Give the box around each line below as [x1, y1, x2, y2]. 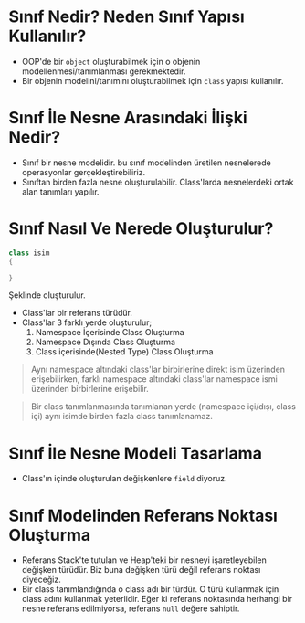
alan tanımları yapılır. [21, 185, 100, 197]
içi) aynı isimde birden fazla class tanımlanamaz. [30, 411, 214, 422]
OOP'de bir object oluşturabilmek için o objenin [21, 56, 201, 67]
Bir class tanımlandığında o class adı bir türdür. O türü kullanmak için [21, 584, 279, 595]
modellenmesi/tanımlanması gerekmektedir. [21, 66, 186, 77]
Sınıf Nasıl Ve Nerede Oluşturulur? [8, 218, 274, 239]
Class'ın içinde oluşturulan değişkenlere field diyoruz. [21, 473, 227, 484]
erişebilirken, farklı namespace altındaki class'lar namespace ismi [30, 374, 278, 385]
